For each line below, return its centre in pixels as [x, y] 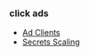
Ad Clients [41, 33]
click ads [29, 13]
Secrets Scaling [51, 42]
